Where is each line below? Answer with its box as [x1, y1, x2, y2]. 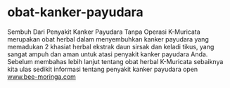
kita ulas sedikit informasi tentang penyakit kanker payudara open [7, 65, 198, 73]
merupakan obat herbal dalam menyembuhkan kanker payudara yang [7, 34, 209, 43]
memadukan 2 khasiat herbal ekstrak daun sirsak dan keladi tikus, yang [7, 42, 215, 51]
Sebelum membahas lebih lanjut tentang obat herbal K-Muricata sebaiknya [7, 57, 224, 65]
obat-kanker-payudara [7, 4, 144, 20]
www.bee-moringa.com [7, 72, 76, 81]
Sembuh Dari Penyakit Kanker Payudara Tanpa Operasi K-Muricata [7, 27, 200, 36]
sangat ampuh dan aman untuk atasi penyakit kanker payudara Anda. [7, 50, 208, 58]
